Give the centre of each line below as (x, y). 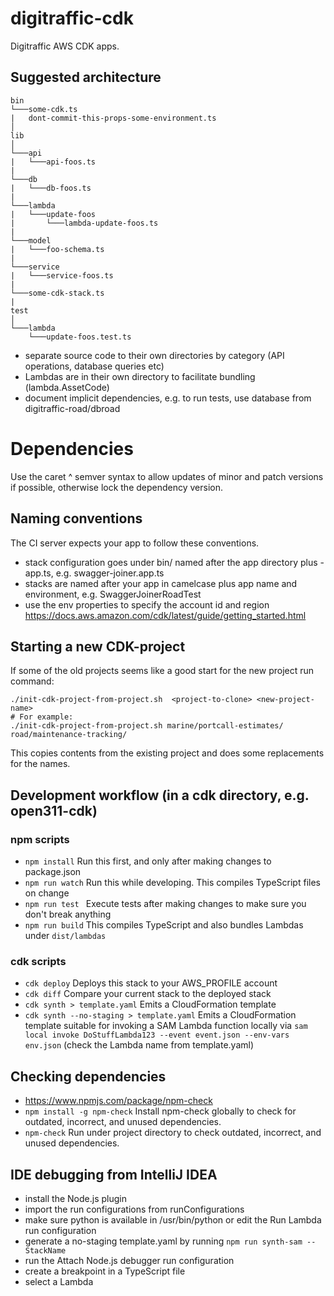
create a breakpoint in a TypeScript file (105, 1271)
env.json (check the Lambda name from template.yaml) (139, 1045)
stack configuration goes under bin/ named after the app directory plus (171, 562)
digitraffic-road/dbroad (72, 408)
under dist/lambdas (65, 935)
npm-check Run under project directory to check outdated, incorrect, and (173, 1133)
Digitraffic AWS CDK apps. (65, 46)
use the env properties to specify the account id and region (147, 604)
